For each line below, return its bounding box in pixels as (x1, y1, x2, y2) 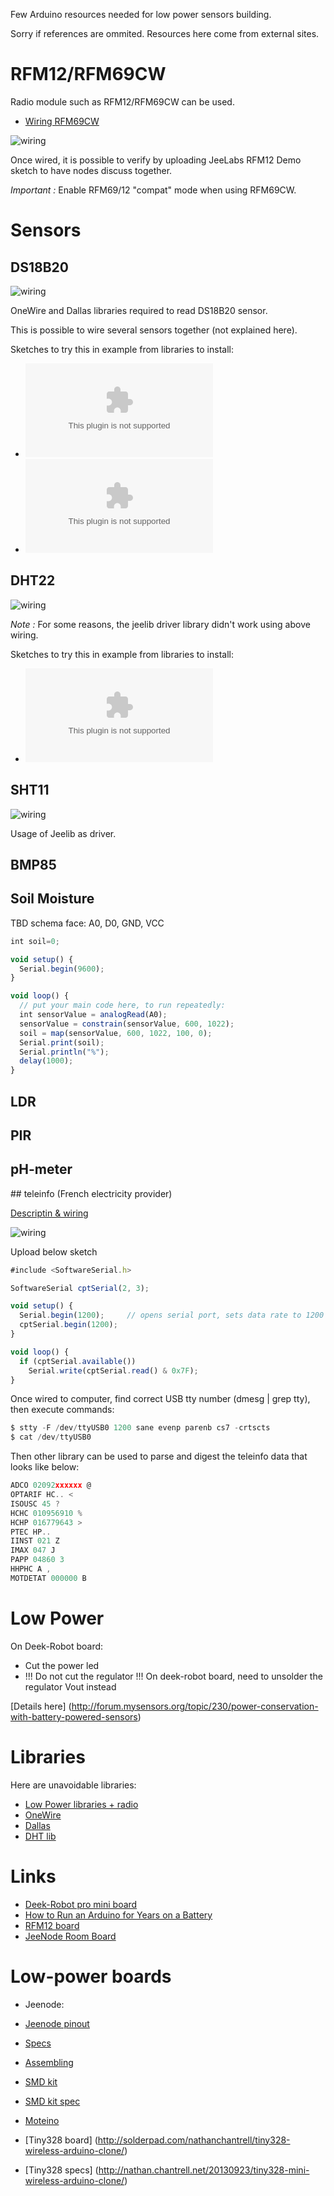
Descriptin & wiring (10, 1207, 89, 1219)
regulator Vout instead (24, 1680, 117, 1693)
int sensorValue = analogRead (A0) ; (19, 1010, 168, 1020)
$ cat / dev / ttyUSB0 (10, 1432, 92, 1443)
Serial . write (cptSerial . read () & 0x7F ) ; (28, 1365, 199, 1376)
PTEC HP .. (10, 1527, 52, 1537)
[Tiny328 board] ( (24, 2134, 98, 2146)
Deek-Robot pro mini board (24, 1898, 138, 1910)
